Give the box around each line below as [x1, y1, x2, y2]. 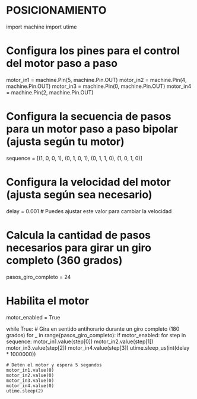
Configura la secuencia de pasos [6, 110, 171, 123]
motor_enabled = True [6, 313, 61, 321]
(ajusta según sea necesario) [6, 188, 152, 201]
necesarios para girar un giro [6, 241, 152, 254]
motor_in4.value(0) [6, 382, 55, 389]
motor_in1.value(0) [6, 367, 55, 373]
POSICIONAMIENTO [6, 4, 107, 17]
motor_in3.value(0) [6, 378, 55, 384]
